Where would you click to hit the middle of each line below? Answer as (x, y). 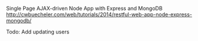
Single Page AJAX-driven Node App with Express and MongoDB (84, 8)
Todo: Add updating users (38, 32)
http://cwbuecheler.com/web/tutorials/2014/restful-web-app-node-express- (99, 14)
